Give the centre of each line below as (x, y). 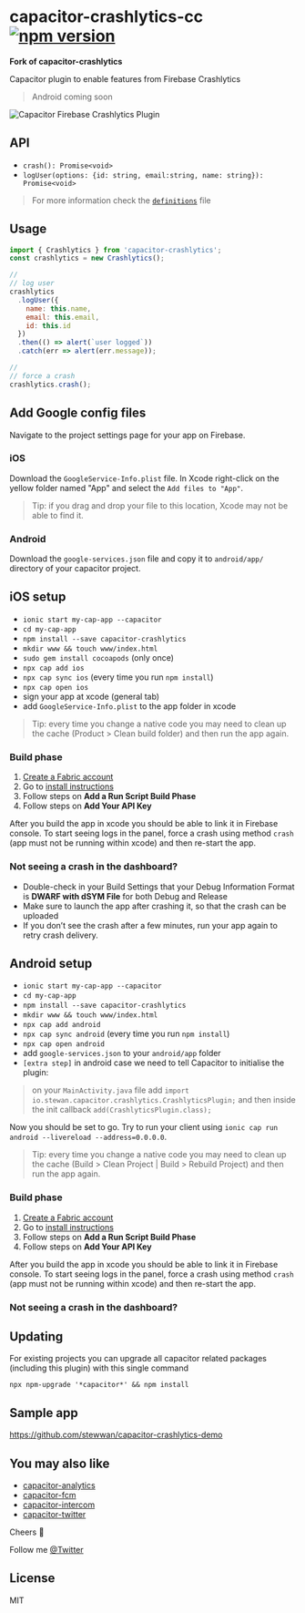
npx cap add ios (53, 668)
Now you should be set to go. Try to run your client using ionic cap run (144, 1127)
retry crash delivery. (60, 935)
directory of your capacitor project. (75, 569)
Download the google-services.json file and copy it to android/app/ (137, 559)
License (32, 1578)
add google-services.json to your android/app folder (122, 1053)
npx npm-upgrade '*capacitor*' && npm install (99, 1385)
